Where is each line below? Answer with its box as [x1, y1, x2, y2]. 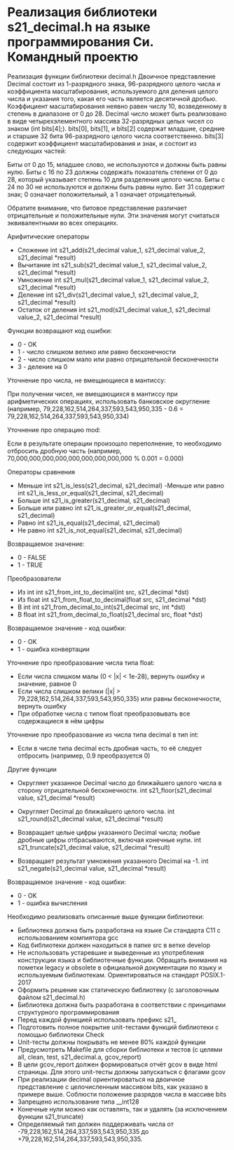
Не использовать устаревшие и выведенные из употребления [17, 948, 205, 956]
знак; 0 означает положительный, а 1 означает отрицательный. [7, 190, 197, 199]
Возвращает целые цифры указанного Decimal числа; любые [17, 828, 201, 836]
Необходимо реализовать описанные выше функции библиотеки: [7, 912, 205, 921]
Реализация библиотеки [7, 4, 158, 20]
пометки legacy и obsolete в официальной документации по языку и [17, 963, 222, 972]
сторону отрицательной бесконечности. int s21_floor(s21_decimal [17, 786, 212, 794]
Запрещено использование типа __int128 [17, 1097, 139, 1106]
